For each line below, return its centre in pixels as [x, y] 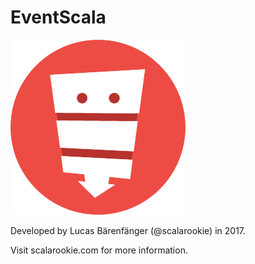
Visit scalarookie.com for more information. [99, 250]
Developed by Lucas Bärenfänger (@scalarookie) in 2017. [128, 230]
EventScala [58, 17]
